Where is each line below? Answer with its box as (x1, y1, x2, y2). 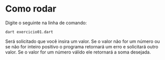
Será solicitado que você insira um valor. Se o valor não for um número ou (5, 38, 160, 44)
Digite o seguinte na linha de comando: (5, 20, 87, 26)
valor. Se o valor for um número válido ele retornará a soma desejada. (5, 49, 151, 55)
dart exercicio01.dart (5, 29, 53, 34)
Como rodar (5, 3, 57, 15)
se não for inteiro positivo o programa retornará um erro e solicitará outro (5, 43, 158, 49)
